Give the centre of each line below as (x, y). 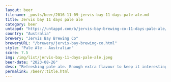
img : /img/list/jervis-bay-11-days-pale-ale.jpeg (59, 57)
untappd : (15, 29)
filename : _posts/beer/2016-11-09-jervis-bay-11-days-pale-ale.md (77, 15)
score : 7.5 (17, 52)
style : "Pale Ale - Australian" (39, 48)
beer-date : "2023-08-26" (32, 62)
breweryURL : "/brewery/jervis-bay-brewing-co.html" (61, 43)
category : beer (21, 24)
